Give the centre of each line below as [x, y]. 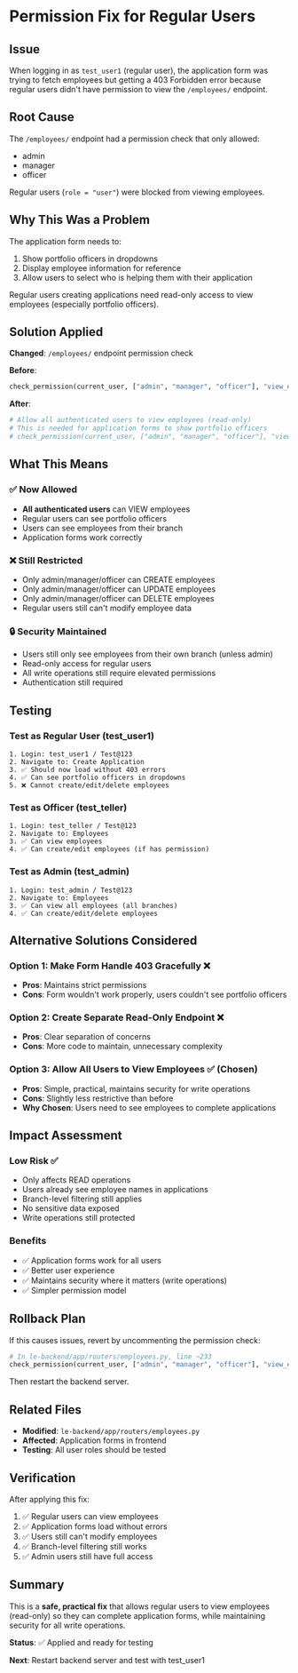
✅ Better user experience [68, 1270]
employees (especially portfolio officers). [84, 304]
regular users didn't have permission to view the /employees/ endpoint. [138, 89]
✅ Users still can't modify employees [90, 1536]
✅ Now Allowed [43, 490]
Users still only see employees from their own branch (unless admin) [147, 654]
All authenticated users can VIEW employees [106, 509]
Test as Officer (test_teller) [68, 808]
